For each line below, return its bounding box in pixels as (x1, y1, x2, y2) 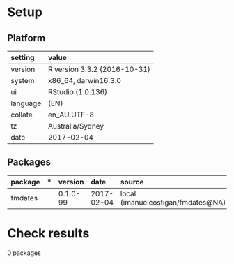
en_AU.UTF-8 (47, 110, 95, 119)
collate (10, 110, 33, 119)
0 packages (7, 249, 42, 257)
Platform (7, 32, 46, 44)
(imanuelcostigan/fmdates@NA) (120, 197, 226, 207)
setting (10, 53, 35, 62)
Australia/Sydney (47, 122, 104, 131)
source (120, 177, 144, 186)
